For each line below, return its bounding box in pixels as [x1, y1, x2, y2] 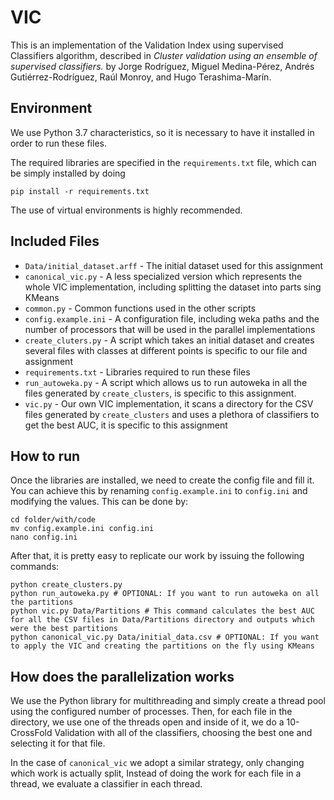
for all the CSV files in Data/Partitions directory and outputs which [10, 615, 315, 625]
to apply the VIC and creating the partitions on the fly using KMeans [10, 641, 315, 651]
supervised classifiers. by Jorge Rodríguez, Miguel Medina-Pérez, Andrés [10, 60, 315, 72]
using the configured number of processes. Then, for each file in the [10, 706, 293, 718]
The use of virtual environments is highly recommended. [10, 204, 243, 216]
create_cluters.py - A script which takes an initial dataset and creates [24, 334, 315, 346]
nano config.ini [10, 532, 78, 543]
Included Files [10, 233, 100, 250]
